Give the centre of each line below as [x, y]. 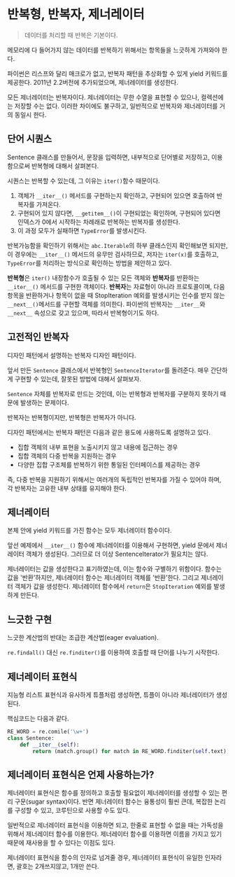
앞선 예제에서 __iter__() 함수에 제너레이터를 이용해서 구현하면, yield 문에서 [111, 545]
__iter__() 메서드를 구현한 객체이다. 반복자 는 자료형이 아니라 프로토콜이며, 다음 [116, 286]
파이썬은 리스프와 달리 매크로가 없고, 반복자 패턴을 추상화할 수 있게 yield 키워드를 [117, 73]
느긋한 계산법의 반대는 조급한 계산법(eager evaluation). [83, 638]
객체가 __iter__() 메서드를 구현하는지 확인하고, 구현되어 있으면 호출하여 [116, 195]
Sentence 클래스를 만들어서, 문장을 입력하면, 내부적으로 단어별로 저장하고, [108, 157]
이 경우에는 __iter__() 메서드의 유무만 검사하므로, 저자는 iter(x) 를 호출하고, [113, 254]
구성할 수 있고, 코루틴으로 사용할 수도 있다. [72, 811]
